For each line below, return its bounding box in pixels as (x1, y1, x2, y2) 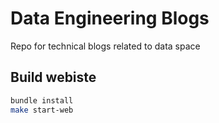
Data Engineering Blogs (10, 7, 210, 30)
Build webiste (10, 69, 97, 86)
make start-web (10, 105, 74, 115)
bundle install (10, 95, 74, 106)
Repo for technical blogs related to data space (10, 40, 201, 52)
